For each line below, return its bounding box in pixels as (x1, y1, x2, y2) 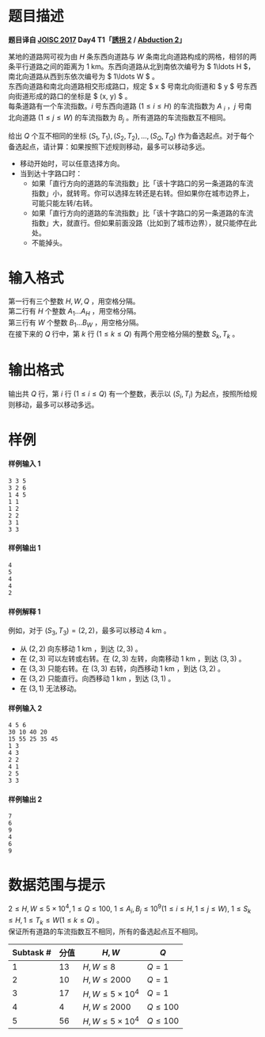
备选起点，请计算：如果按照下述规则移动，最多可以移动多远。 (8, 142, 210, 151)
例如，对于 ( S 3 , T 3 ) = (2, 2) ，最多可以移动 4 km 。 (8, 626, 172, 637)
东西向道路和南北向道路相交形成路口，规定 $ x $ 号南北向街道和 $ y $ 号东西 (8, 81, 257, 91)
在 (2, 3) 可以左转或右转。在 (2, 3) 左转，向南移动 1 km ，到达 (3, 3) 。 (19, 654, 246, 663)
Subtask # (12, 947, 51, 958)
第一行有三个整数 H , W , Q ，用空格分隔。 (8, 296, 140, 306)
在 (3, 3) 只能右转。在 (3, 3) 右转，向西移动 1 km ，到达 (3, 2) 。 (19, 663, 225, 673)
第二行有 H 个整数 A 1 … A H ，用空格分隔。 (8, 307, 141, 318)
